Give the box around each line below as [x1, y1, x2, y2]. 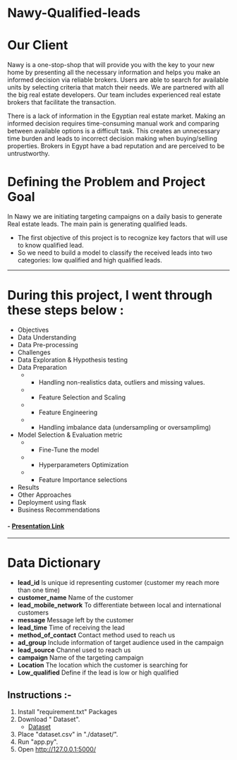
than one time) [17, 586, 60, 594]
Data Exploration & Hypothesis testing [17, 356, 128, 364]
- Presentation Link [7, 521, 65, 530]
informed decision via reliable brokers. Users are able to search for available [7, 76, 229, 84]
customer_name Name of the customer [17, 593, 134, 602]
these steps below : [7, 302, 125, 318]
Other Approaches [17, 490, 72, 499]
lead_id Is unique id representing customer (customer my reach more [17, 579, 220, 587]
